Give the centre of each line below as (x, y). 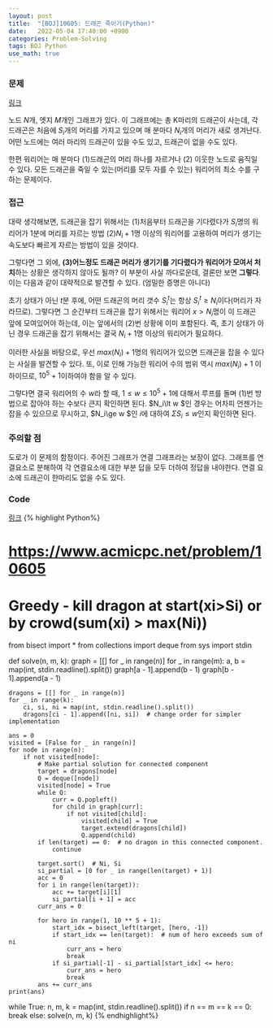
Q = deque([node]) (69, 779)
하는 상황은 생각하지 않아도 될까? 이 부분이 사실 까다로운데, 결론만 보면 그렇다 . (138, 272)
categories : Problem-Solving (58, 39)
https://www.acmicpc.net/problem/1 (135, 551)
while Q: (52, 793)
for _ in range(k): (41, 701)
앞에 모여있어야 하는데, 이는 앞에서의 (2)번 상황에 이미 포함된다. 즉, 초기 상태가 (132, 323)
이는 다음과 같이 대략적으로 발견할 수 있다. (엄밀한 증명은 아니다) (110, 282)
